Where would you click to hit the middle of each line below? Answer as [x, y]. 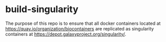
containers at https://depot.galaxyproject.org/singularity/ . [66, 34]
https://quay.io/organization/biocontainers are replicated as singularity [80, 28]
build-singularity [42, 9]
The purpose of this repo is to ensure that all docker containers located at [83, 23]
